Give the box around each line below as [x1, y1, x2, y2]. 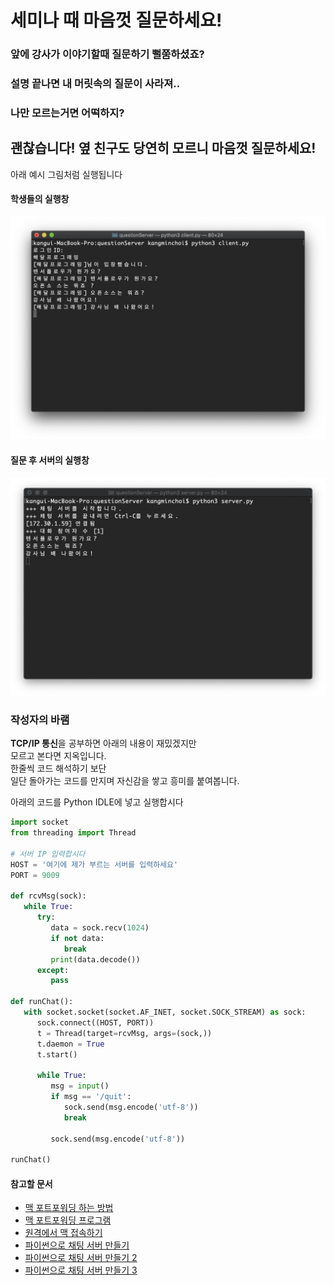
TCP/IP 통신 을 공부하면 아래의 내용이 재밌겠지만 [10, 737, 197, 750]
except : [36, 965, 70, 975]
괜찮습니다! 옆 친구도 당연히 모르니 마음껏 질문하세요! [10, 140, 317, 157]
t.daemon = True [36, 1039, 105, 1049]
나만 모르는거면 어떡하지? [10, 106, 125, 120]
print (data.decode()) [50, 954, 141, 965]
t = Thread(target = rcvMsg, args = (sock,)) [36, 1028, 213, 1038]
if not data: [50, 933, 105, 943]
